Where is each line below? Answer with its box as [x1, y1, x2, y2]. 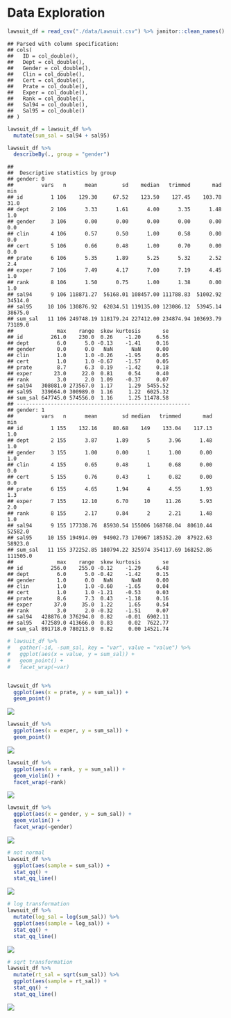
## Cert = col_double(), [7, 76, 85, 84]
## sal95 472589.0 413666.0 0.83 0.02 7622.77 [7, 620, 169, 627]
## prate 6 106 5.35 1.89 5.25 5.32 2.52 [7, 255, 222, 262]
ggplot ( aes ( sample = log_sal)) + [13, 919, 110, 927]
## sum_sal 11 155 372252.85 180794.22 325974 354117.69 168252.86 [7, 547, 213, 554]
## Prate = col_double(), [7, 83, 89, 90]
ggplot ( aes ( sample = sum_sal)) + [13, 862, 110, 869]
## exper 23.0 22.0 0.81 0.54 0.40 [7, 370, 169, 377]
